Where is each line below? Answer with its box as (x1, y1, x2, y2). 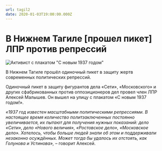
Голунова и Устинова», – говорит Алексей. (5, 141, 96, 147)
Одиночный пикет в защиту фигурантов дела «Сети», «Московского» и (5, 84, 157, 90)
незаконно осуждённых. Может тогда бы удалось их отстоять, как (5, 135, 147, 141)
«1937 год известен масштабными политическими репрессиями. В (5, 109, 148, 115)
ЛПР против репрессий (5, 43, 107, 55)
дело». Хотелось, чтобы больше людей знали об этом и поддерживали (5, 130, 157, 136)
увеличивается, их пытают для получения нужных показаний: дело (5, 120, 149, 125)
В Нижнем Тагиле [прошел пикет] (5, 33, 152, 44)
